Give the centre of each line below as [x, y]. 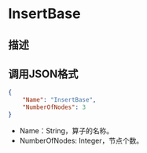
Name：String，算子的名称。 [66, 130]
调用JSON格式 [43, 74]
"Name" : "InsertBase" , [59, 100]
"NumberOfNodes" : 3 [54, 107]
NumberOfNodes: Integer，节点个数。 [81, 140]
